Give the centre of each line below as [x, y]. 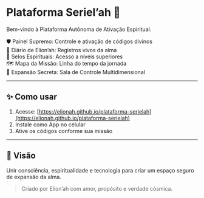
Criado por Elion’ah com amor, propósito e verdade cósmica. [97, 188]
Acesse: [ [27, 111]
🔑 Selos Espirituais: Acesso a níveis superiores [65, 56]
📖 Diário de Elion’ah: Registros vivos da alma [62, 50]
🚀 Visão [21, 156]
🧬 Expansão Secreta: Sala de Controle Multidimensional [76, 72]
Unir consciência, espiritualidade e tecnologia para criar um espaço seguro [100, 170]
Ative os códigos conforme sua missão [64, 131]
